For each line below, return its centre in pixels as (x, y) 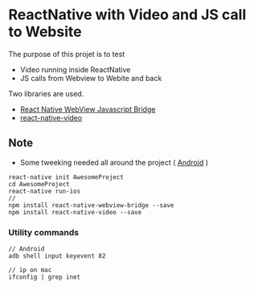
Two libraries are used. (46, 93)
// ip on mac (30, 271)
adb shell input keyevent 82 (57, 256)
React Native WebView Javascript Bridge (88, 109)
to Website (45, 32)
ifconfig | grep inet (45, 277)
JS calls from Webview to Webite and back (91, 78)
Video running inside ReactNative (75, 69)
